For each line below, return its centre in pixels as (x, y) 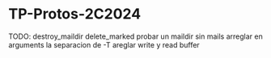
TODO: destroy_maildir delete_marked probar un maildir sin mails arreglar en (135, 36)
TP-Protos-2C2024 (75, 14)
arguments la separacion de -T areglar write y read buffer (104, 44)
